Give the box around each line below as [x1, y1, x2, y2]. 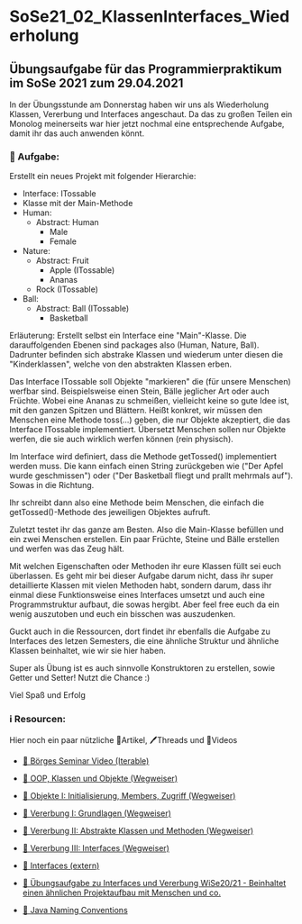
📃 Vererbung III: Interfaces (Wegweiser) [22, 842, 169, 853]
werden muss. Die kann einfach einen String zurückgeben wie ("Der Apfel [9, 461, 284, 472]
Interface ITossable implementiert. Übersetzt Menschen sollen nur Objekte [9, 424, 287, 435]
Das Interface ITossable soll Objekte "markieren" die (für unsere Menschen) [9, 376, 291, 387]
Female [49, 236, 77, 247]
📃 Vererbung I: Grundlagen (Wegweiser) [22, 808, 171, 819]
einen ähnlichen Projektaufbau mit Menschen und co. [22, 887, 221, 898]
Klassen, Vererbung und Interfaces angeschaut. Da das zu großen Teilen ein [9, 109, 293, 119]
